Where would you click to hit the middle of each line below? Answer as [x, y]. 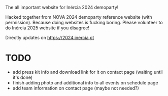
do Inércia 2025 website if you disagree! [47, 28]
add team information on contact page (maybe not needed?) [76, 88]
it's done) [23, 77]
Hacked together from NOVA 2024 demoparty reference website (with [79, 17]
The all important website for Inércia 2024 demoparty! [62, 7]
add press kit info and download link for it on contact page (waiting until [88, 72]
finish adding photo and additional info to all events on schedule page [85, 82]
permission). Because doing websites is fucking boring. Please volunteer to [84, 22]
